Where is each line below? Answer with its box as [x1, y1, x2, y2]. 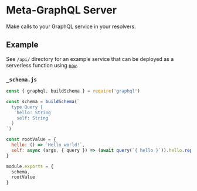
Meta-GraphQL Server [6, 4, 117, 17]
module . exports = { [6, 163, 54, 169]
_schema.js [6, 76, 37, 83]
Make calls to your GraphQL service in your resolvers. [6, 23, 136, 30]
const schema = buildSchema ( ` [6, 98, 80, 104]
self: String [16, 115, 49, 121]
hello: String [16, 110, 51, 115]
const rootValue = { [6, 137, 57, 142]
